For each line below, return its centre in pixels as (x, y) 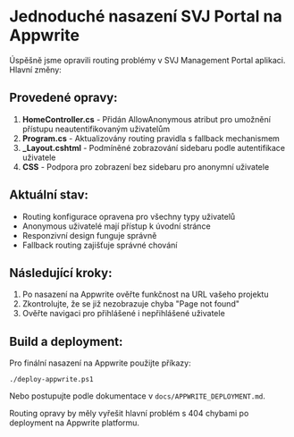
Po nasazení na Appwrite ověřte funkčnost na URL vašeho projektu (145, 294)
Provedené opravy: (63, 98)
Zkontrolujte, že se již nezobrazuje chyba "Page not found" (130, 304)
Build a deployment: (66, 341)
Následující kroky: (61, 273)
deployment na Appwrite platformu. (75, 423)
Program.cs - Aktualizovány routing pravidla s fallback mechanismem (151, 138)
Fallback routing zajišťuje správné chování (100, 245)
